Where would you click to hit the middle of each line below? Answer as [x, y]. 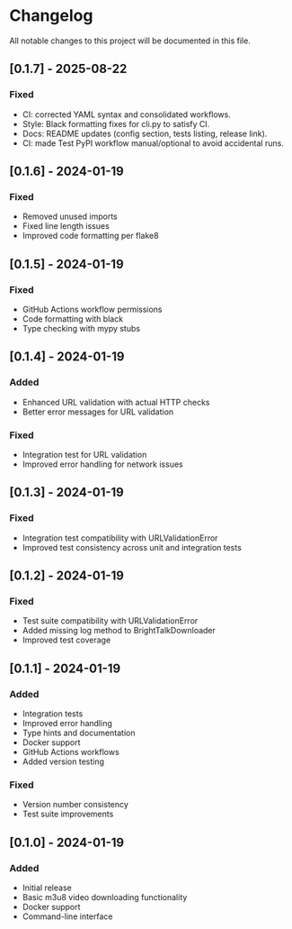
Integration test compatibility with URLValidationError [120, 538]
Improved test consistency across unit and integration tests [132, 547]
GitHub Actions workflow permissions [93, 309]
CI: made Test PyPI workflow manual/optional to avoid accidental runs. [153, 143]
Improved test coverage [66, 640]
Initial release [47, 888]
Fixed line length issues [66, 226]
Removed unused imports [70, 216]
